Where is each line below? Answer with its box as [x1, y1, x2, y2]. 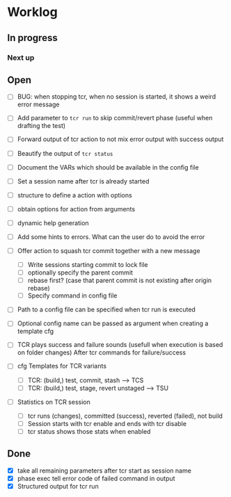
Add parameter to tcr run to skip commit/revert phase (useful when [17, 114, 213, 122]
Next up [7, 53, 35, 63]
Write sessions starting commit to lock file [27, 261, 148, 268]
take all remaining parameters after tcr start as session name [17, 466, 191, 475]
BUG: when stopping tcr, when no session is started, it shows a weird [17, 92, 216, 101]
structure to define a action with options [17, 190, 132, 199]
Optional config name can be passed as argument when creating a [17, 319, 209, 327]
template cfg [17, 327, 54, 336]
